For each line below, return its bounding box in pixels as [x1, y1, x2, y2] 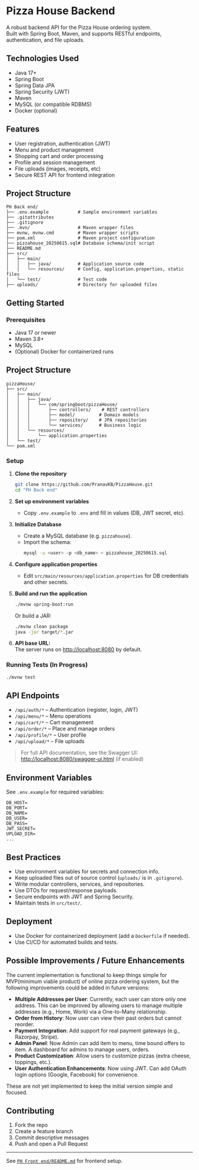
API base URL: [14, 639, 51, 647]
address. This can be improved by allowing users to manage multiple [14, 1002, 183, 1009]
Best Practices [6, 852, 61, 862]
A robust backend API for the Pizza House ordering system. [6, 24, 152, 31]
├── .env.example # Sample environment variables [6, 209, 158, 216]
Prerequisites [6, 316, 46, 324]
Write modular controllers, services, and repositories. [14, 880, 145, 888]
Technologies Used [6, 53, 79, 63]
